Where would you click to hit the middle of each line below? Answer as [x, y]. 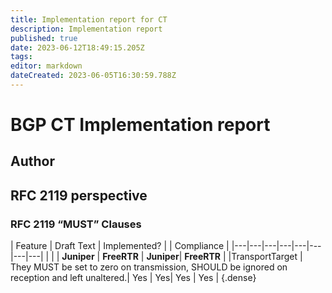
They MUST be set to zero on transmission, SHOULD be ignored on [149, 267]
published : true [44, 38]
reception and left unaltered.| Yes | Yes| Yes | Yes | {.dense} [133, 278]
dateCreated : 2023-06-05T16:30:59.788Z [93, 76]
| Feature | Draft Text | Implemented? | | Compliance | [120, 246]
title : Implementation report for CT [89, 19]
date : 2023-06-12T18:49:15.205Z [77, 47]
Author [32, 161]
